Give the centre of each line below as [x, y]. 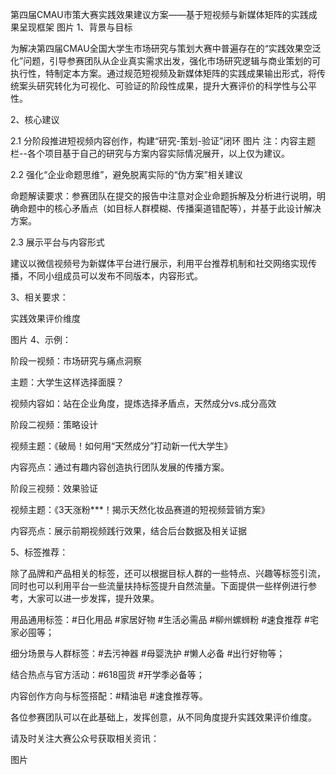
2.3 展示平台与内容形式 [57, 242]
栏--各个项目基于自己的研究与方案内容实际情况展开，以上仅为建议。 [150, 153]
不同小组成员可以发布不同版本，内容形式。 [115, 276]
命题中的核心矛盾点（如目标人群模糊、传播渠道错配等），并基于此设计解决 [170, 208]
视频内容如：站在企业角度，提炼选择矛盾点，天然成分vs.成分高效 [143, 403]
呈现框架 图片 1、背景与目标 [75, 27]
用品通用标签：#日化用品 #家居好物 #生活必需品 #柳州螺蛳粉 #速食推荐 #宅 [164, 619]
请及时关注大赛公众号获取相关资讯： [85, 738]
